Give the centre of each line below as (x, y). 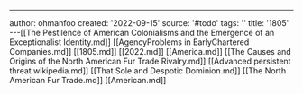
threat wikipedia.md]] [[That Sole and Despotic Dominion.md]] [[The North (148, 71)
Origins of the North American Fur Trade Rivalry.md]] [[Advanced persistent (150, 61)
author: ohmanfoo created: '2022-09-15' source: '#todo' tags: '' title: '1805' (149, 23)
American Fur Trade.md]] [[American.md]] (88, 80)
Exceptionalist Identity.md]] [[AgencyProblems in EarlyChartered (129, 42)
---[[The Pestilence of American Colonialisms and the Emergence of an (142, 33)
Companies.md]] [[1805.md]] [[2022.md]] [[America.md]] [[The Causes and (150, 51)
